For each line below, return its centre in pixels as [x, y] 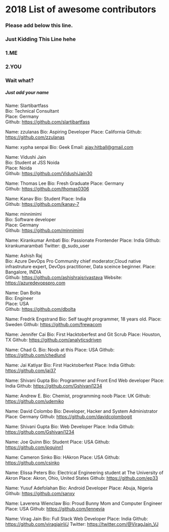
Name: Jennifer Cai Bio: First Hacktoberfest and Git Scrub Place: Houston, [83, 334]
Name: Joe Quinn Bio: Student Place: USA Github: [58, 442]
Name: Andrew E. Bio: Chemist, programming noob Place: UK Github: [78, 396]
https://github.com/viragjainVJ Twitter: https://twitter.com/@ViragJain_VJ [82, 524]
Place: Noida [19, 168]
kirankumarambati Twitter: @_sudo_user [47, 246]
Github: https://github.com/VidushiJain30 [49, 173]
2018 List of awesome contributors [81, 9]
